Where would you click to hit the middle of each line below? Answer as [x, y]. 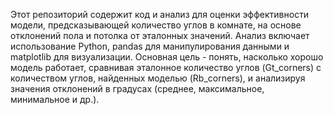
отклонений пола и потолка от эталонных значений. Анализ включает [160, 35]
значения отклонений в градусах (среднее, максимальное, [137, 88]
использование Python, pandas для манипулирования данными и [150, 46]
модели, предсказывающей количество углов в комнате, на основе [156, 25]
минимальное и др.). [55, 99]
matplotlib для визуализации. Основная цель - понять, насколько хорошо [167, 57]
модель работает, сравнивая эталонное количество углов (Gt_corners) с [166, 67]
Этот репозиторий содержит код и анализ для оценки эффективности [160, 14]
